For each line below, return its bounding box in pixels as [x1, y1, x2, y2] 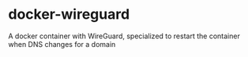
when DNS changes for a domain [8, 39, 116, 48]
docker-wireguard [8, 5, 130, 23]
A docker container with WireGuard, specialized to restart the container [8, 31, 241, 41]
